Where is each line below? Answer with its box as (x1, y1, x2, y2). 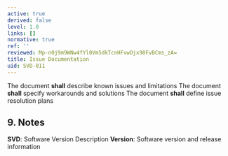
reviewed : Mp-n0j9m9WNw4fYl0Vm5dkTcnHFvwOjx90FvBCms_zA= (7, 50, 177, 57)
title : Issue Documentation (7, 56, 90, 63)
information (7, 143, 41, 151)
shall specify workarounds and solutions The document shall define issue (7, 89, 222, 97)
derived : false (7, 17, 52, 24)
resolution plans (7, 96, 54, 105)
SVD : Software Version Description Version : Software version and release (7, 135, 222, 143)
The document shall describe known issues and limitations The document (7, 81, 221, 90)
